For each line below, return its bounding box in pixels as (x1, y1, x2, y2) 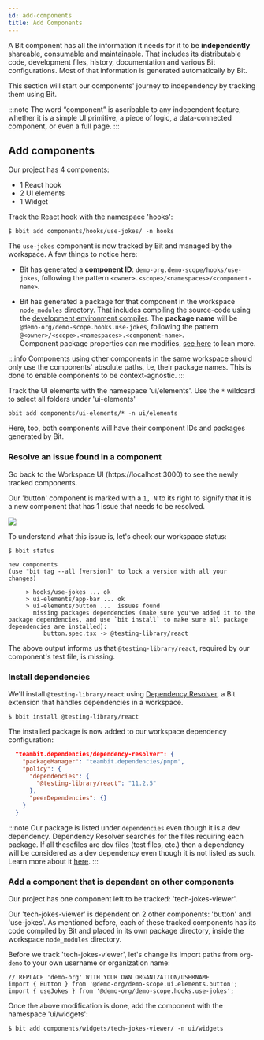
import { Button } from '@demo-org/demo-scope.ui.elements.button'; (8, 980, 238, 989)
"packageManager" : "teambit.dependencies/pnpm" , (22, 757, 185, 765)
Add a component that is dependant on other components (8, 876, 235, 887)
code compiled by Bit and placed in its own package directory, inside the (8, 927, 244, 936)
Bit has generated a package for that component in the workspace (19, 297, 236, 306)
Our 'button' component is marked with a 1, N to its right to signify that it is (8, 493, 252, 503)
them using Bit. (8, 89, 58, 98)
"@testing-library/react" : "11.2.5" (36, 779, 157, 788)
